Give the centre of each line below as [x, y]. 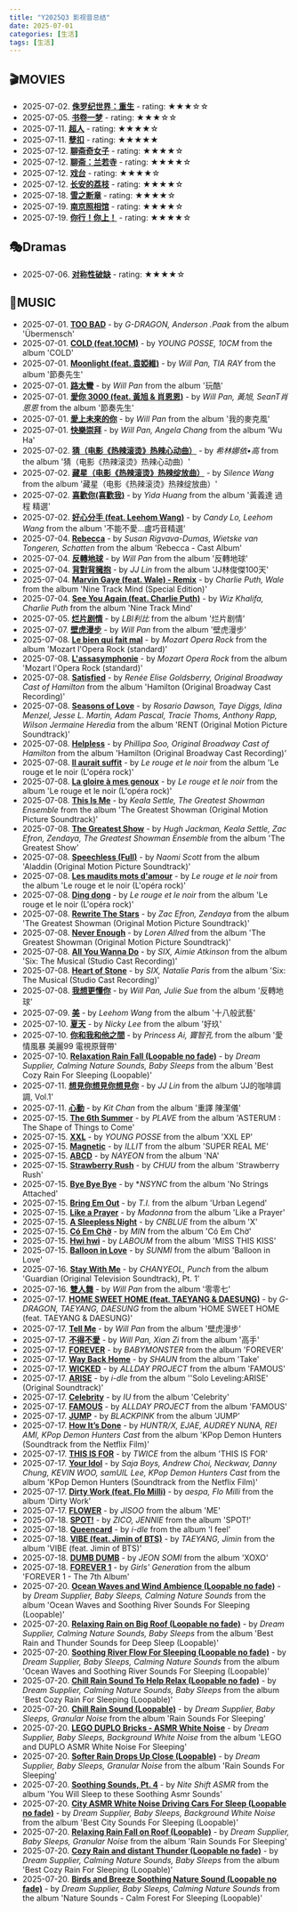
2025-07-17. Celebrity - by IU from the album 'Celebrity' [125, 1397]
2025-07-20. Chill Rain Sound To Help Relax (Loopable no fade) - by [149, 1680]
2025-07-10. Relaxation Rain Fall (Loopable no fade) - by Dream [141, 1056]
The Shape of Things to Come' [78, 1127]
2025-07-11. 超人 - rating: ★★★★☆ [90, 129]
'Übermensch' [48, 334]
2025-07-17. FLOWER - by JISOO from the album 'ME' [121, 1510]
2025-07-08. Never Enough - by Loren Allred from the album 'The [144, 932]
